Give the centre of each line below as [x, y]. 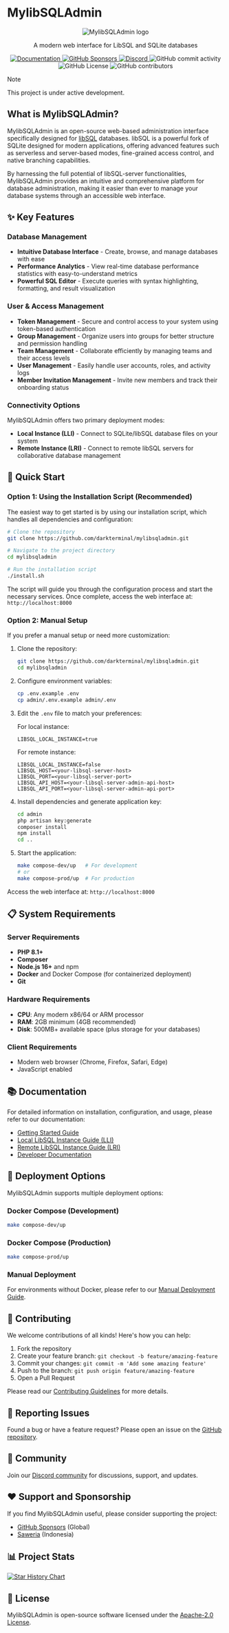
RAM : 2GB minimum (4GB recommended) [76, 1021]
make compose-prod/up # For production [76, 878]
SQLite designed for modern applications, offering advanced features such [113, 146]
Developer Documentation [54, 1154]
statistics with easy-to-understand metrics [77, 274]
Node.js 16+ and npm [48, 967]
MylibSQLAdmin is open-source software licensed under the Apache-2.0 [110, 1615]
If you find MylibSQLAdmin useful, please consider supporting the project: [112, 1513]
